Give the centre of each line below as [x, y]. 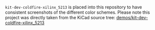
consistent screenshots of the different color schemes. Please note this [77, 12]
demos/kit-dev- [132, 17]
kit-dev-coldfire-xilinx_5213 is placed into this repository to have [74, 7]
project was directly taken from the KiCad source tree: [60, 17]
